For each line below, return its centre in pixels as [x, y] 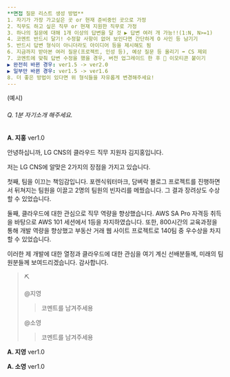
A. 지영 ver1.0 [26, 352]
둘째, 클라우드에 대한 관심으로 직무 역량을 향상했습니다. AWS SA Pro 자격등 [108, 213]
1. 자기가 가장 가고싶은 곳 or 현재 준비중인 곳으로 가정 [77, 20]
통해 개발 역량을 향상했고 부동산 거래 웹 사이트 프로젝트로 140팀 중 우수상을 [108, 230]
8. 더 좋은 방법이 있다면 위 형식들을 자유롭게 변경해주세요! [81, 77]
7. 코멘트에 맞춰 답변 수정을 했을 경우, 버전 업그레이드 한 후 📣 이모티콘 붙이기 [106, 58]
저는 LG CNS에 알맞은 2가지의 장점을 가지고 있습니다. [79, 166]
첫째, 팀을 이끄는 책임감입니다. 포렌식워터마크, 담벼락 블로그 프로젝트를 [102, 181]
